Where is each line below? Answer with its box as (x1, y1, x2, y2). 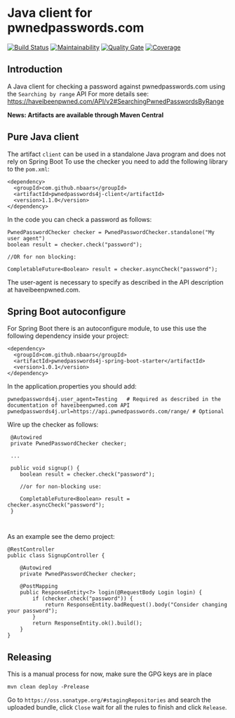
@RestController (7, 546, 55, 553)
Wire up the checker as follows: (7, 420, 99, 429)
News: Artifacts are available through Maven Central (7, 110, 163, 119)
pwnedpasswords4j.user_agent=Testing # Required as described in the (7, 396, 221, 403)
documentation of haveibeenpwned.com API (7, 402, 130, 409)
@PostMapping (20, 583, 58, 590)
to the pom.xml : (7, 164, 50, 173)
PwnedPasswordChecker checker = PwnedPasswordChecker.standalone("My (7, 228, 215, 236)
